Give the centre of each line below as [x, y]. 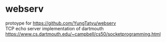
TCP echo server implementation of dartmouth [54, 28]
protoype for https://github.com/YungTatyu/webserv [61, 23]
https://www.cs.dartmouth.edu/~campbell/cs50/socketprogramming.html [83, 34]
